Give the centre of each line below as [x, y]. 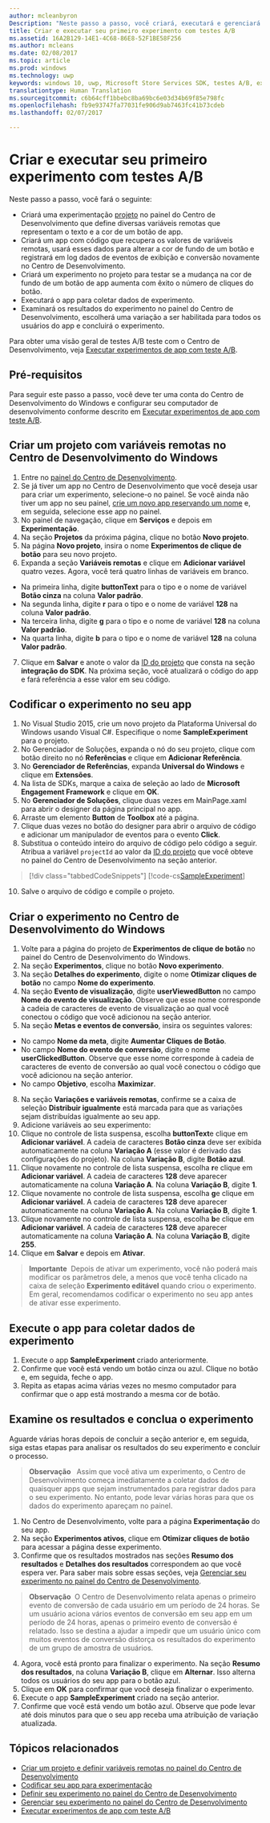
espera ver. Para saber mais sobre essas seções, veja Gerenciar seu [133, 1572]
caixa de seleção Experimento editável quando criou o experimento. [143, 1286]
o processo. [29, 1456]
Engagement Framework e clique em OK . [90, 792]
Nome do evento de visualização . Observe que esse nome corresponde [141, 1000]
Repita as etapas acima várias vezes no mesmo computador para [129, 1386]
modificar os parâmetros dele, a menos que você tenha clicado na [138, 1277]
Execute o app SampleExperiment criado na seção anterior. [120, 1698]
